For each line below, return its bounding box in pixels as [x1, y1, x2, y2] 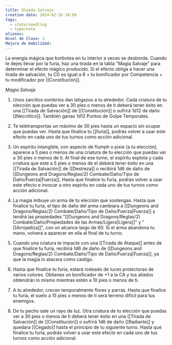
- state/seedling [10, 22, 47, 27]
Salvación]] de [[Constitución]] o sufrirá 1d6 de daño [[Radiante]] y [12, 318, 155, 324]
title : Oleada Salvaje [5, 7, 54, 13]
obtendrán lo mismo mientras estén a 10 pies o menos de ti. [12, 277, 139, 283]
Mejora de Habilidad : [5, 41, 52, 46]
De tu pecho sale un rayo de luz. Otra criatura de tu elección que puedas [12, 308, 167, 314]
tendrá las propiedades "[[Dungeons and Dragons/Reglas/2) [12, 213, 141, 219]
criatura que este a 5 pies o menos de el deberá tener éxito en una [12, 160, 154, 166]
